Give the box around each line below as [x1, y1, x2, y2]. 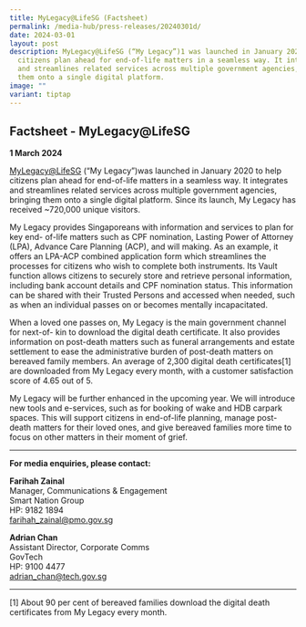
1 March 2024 [9, 148, 63, 159]
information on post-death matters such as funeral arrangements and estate [9, 337, 295, 348]
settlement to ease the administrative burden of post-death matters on [9, 346, 273, 357]
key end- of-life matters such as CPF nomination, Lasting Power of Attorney [9, 232, 294, 243]
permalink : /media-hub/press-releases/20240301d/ [9, 22, 202, 31]
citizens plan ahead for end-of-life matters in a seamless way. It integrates [9, 175, 289, 186]
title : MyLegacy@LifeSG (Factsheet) [9, 13, 148, 23]
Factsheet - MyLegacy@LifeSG [9, 123, 191, 139]
